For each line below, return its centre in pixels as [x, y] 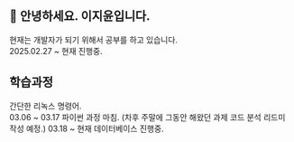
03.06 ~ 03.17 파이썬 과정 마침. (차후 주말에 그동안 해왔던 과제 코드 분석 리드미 [147, 117]
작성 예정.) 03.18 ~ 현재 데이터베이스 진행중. [87, 128]
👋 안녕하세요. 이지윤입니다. [80, 16]
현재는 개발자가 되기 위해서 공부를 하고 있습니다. [94, 40]
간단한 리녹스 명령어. [46, 106]
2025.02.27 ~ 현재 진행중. [56, 51]
